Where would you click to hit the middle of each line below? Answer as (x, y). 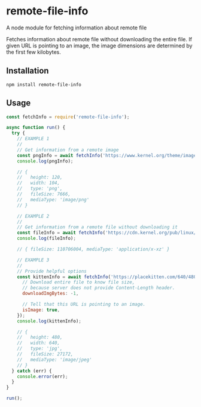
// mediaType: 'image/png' (53, 200)
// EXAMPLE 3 (33, 260)
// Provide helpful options (52, 271)
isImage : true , (41, 310)
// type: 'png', (40, 189)
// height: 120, (40, 177)
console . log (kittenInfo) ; (49, 321)
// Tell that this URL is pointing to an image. (84, 305)
